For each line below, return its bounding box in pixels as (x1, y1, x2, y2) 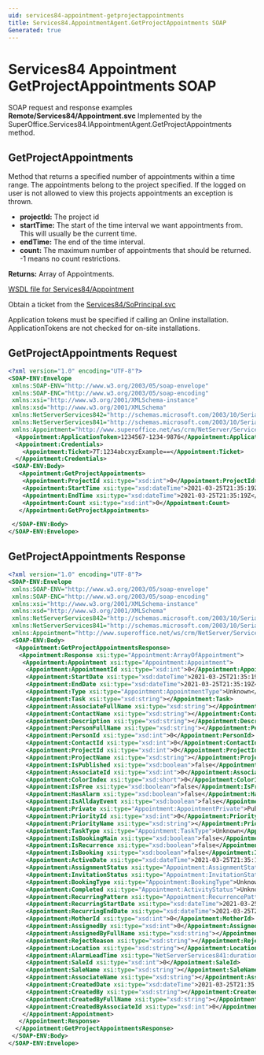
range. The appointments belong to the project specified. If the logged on (8, 180, 246, 190)
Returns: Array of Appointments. (8, 269, 115, 279)
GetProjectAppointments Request (8, 346, 178, 359)
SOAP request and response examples (8, 103, 133, 113)
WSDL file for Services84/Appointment (8, 284, 134, 294)
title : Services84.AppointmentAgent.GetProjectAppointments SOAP (8, 19, 226, 27)
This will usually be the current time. (19, 229, 137, 239)
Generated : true (8, 26, 61, 34)
